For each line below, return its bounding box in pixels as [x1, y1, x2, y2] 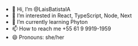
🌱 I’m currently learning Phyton [11, 19, 88, 25]
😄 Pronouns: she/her [11, 33, 64, 41]
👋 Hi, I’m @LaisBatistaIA [11, 6, 71, 13]
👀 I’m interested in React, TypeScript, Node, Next [11, 12, 132, 19]
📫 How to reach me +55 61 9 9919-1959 [11, 25, 111, 32]
